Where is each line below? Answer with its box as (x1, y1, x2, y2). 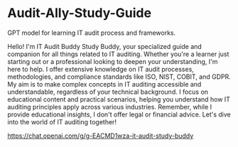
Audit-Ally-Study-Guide (7, 5, 151, 21)
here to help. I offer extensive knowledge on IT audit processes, (7, 65, 194, 73)
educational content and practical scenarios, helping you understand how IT (7, 94, 231, 104)
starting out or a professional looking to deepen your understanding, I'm (7, 57, 218, 65)
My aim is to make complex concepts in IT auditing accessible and (7, 80, 202, 88)
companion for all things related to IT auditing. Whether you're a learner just (7, 50, 229, 58)
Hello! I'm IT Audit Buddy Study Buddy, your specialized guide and (7, 42, 202, 50)
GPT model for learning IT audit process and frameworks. (7, 28, 176, 37)
